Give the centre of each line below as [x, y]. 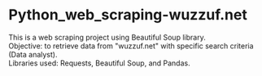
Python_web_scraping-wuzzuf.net [128, 15]
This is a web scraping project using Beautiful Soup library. [107, 37]
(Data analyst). [33, 54]
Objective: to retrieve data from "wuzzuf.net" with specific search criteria [131, 45]
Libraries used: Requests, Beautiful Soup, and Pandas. [99, 63]
